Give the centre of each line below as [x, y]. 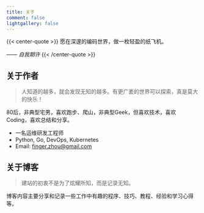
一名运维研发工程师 [39, 133]
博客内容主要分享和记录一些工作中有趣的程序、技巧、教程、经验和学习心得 [100, 196]
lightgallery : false [33, 23]
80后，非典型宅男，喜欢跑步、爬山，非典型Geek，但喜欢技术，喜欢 [91, 112]
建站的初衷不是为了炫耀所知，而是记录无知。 [78, 183]
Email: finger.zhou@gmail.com [53, 146]
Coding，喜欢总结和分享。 [40, 120]
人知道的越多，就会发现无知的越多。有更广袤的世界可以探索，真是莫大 [110, 92]
